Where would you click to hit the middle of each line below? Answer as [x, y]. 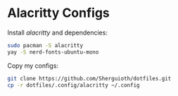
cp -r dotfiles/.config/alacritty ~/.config [74, 85]
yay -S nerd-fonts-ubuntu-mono [53, 52]
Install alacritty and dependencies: [57, 32]
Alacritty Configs [59, 13]
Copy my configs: [33, 66]
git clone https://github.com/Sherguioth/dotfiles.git [89, 78]
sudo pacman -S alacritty [45, 45]
